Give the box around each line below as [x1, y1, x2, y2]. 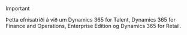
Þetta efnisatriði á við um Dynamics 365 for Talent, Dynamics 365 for [5, 16, 176, 23]
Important [5, 5, 30, 12]
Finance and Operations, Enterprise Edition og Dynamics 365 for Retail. [5, 23, 182, 29]
